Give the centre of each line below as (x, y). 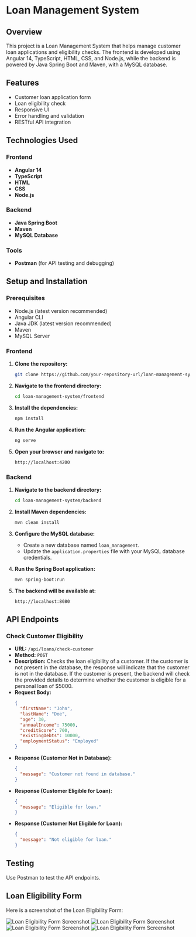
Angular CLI (29, 317)
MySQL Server (32, 336)
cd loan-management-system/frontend (59, 396)
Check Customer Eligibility (45, 636)
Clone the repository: (41, 364)
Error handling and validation (49, 115)
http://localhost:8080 (42, 601)
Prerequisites (25, 298)
